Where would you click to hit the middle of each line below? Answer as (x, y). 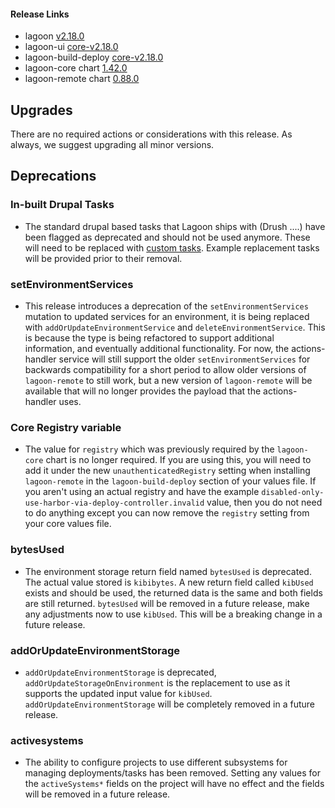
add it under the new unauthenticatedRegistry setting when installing (167, 471)
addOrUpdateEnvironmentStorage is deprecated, (120, 672)
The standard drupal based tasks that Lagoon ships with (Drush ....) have (175, 226)
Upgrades (41, 110)
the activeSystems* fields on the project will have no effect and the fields (174, 784)
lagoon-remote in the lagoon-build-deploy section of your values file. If (170, 481)
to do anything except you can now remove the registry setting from (167, 513)
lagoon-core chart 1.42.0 (76, 68)
